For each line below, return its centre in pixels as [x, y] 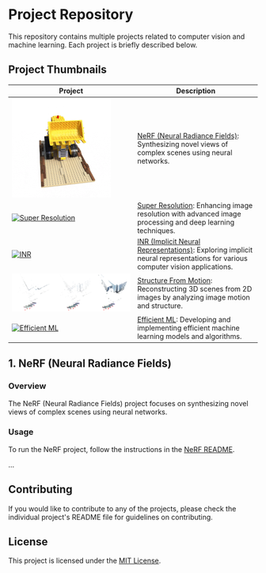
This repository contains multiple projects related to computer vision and [127, 36]
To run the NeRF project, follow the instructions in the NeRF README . [122, 449]
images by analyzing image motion [194, 297]
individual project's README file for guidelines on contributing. [111, 517]
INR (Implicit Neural [169, 241]
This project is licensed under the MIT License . [85, 561]
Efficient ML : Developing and [184, 320]
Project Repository [71, 15]
